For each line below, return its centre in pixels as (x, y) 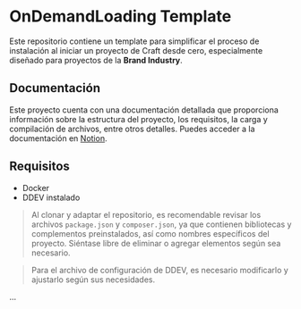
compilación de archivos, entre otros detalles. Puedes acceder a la (132, 129)
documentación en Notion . (58, 138)
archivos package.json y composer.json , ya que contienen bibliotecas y (161, 224)
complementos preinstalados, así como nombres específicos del (150, 233)
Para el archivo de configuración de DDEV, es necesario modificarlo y (159, 270)
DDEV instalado (51, 197)
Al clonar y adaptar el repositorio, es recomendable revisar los (146, 214)
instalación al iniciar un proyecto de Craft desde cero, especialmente (136, 50)
